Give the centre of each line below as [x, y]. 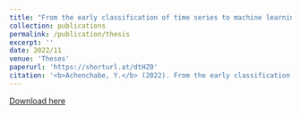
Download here [37, 101]
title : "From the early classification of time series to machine [136, 17]
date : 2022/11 [36, 51]
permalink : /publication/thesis [69, 34]
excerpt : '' [31, 42]
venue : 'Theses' [39, 59]
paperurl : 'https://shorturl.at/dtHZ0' [84, 68]
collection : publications [57, 26]
